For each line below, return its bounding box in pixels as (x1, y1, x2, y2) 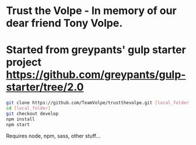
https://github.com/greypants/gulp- (6, 68, 186, 81)
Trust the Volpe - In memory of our (6, 4, 177, 18)
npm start (6, 122, 30, 127)
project (6, 56, 42, 69)
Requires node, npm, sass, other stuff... (6, 132, 101, 139)
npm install (6, 116, 35, 122)
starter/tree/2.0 (6, 81, 84, 94)
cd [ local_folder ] (6, 105, 51, 111)
